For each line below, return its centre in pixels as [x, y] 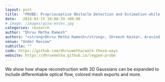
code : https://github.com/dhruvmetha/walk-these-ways [62, 51]
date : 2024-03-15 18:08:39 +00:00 [43, 19]
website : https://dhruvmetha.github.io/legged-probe [61, 55]
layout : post [19, 10]
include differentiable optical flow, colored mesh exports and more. [73, 75]
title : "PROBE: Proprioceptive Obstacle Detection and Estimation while [83, 14]
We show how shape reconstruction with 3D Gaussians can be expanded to [82, 69]
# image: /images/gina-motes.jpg [40, 23]
